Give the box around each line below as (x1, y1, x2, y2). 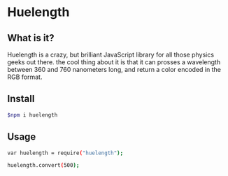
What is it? (7, 32, 55, 44)
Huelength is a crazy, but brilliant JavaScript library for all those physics (7, 50, 215, 59)
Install (7, 93, 35, 105)
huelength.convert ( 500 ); (7, 162, 80, 169)
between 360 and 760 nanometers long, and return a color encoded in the (7, 66, 222, 73)
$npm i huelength (7, 111, 58, 119)
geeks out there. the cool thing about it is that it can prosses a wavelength (7, 58, 221, 66)
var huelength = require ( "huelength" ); (7, 149, 124, 156)
